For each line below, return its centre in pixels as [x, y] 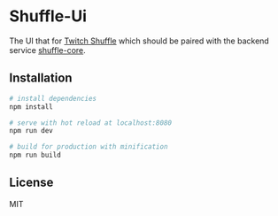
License [31, 183]
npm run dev [31, 131]
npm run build [35, 155]
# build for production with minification [89, 147]
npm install [31, 107]
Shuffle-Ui [48, 16]
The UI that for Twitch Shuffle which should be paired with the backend [139, 41]
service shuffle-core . [47, 50]
